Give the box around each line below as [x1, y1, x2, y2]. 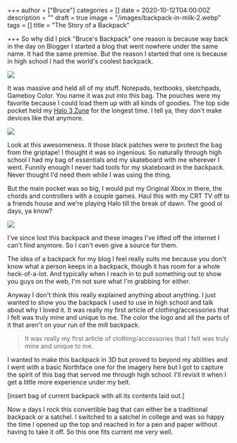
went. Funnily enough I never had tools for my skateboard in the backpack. [7, 163, 225, 171]
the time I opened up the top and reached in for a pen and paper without [7, 420, 217, 428]
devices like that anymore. [7, 114, 84, 122]
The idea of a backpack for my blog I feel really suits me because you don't [7, 255, 227, 263]
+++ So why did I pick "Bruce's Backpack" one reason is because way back [7, 35, 229, 43]
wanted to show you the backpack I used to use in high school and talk [7, 299, 214, 306]
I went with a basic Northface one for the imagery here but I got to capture [7, 363, 224, 371]
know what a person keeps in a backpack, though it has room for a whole [7, 262, 221, 270]
